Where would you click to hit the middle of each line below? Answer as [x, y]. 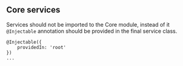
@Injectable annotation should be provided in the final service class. [92, 31]
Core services [33, 10]
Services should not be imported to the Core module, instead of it [88, 24]
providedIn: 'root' [42, 47]
